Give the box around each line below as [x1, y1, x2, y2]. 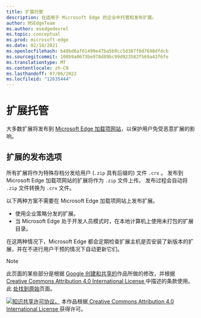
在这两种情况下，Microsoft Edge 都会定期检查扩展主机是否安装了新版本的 [6, 238, 189, 245]
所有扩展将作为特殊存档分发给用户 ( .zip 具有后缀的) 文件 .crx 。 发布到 [6, 169, 184, 176]
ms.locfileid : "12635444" [6, 76, 71, 82]
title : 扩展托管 [6, 8, 43, 15]
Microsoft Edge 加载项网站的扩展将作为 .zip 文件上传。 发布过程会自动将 [6, 176, 188, 184]
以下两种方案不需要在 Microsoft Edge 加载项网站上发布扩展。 [6, 197, 159, 204]
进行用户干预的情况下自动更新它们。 [32, 245, 123, 252]
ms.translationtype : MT [6, 59, 66, 65]
